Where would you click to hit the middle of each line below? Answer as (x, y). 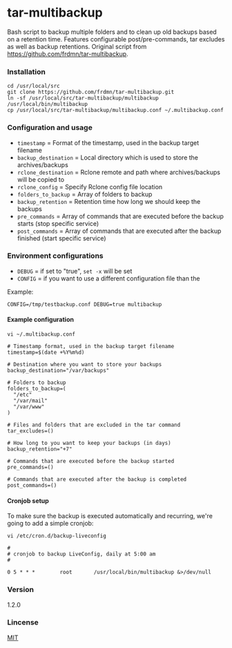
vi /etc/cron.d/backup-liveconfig (57, 536)
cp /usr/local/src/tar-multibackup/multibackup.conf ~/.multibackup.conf (116, 111)
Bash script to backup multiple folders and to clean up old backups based (112, 32)
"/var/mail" (31, 401)
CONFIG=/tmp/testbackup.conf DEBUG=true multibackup (85, 304)
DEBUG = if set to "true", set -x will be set (75, 271)
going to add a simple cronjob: (50, 524)
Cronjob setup (28, 501)
